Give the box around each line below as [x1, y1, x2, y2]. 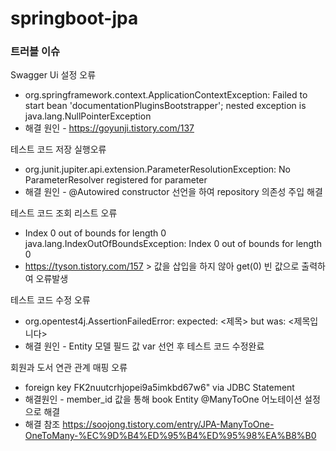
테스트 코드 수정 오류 [10, 294, 91, 306]
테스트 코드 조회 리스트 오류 [10, 207, 118, 219]
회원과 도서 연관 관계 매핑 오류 [10, 362, 128, 374]
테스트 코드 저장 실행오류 [10, 143, 107, 156]
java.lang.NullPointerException [24, 110, 152, 122]
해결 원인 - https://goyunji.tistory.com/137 [24, 122, 195, 134]
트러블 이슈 [10, 45, 61, 59]
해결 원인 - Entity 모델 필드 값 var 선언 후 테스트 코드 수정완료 [24, 340, 265, 352]
